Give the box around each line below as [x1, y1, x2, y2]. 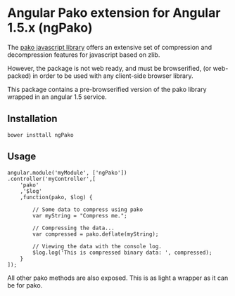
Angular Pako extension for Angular [7, 5, 221, 21]
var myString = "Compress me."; [32, 212, 128, 219]
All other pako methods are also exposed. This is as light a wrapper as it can [7, 274, 229, 282]
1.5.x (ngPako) [7, 20, 93, 36]
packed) [7, 72, 32, 80]
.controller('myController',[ [7, 175, 96, 182]
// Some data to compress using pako [32, 206, 143, 213]
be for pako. [7, 281, 43, 289]
